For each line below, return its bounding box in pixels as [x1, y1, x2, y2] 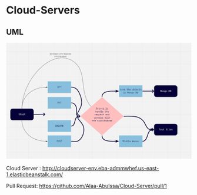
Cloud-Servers [6, 4, 81, 17]
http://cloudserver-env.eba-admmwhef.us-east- [42, 165, 159, 172]
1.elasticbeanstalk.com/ [6, 171, 64, 178]
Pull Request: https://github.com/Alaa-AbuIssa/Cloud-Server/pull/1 [6, 183, 168, 190]
